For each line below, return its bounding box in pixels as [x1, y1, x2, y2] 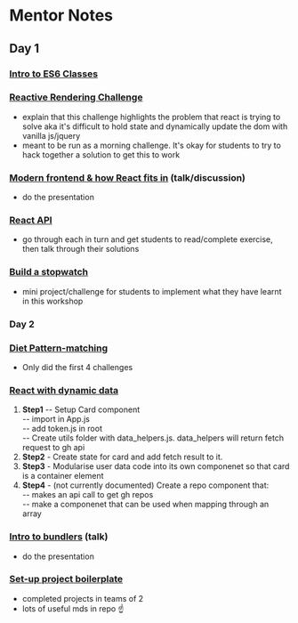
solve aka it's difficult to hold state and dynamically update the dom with [21, 121, 288, 132]
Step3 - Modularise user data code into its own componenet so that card [21, 461, 290, 472]
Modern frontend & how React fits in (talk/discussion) [9, 171, 246, 183]
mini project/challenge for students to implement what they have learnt [21, 286, 282, 296]
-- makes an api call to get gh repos [21, 489, 154, 500]
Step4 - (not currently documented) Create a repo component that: [21, 480, 270, 490]
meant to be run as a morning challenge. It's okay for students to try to [21, 140, 282, 150]
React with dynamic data [9, 384, 119, 396]
